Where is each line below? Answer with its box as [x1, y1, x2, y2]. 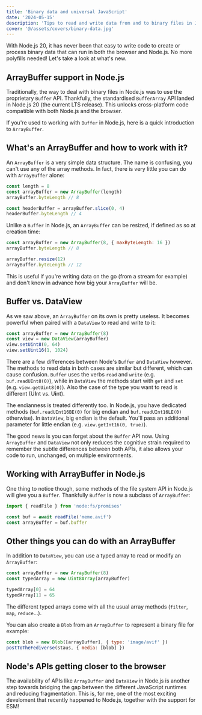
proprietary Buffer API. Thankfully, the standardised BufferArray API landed [6, 94, 194, 102]
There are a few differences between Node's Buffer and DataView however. [6, 358, 192, 366]
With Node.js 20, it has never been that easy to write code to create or [6, 42, 180, 49]
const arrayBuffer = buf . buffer [6, 520, 87, 526]
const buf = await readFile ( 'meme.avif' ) [6, 514, 112, 520]
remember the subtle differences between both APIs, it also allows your [6, 446, 183, 453]
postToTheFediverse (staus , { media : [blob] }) [6, 645, 125, 651]
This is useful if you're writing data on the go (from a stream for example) [6, 272, 188, 280]
